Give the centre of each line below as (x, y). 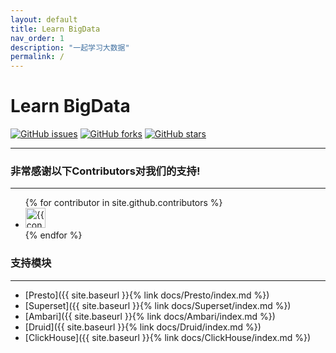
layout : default (44, 19)
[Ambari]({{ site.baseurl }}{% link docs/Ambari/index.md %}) (150, 316)
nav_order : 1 (37, 38)
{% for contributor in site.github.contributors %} (123, 203)
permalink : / (37, 57)
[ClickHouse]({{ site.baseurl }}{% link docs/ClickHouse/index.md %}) (168, 337)
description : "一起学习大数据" (70, 47)
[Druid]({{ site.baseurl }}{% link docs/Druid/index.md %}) (143, 327)
